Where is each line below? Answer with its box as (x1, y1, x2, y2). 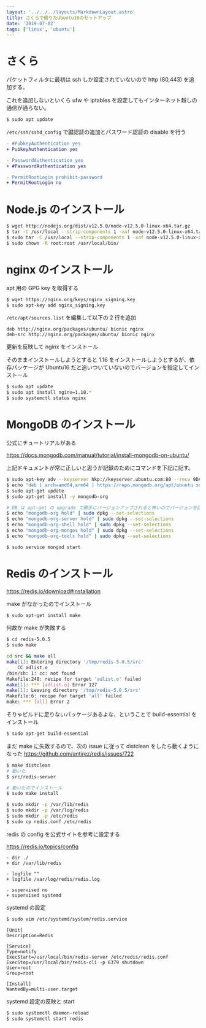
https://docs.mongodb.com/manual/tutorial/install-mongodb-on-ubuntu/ (6, 451, 189, 459)
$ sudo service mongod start (6, 544, 81, 550)
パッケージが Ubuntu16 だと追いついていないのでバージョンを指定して (11, 364, 189, 371)
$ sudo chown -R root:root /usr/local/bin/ (6, 240, 120, 246)
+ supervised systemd (6, 892, 62, 899)
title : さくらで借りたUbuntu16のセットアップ (6, 15, 112, 21)
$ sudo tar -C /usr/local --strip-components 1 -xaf (6, 234, 144, 240)
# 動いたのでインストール (6, 784, 63, 791)
